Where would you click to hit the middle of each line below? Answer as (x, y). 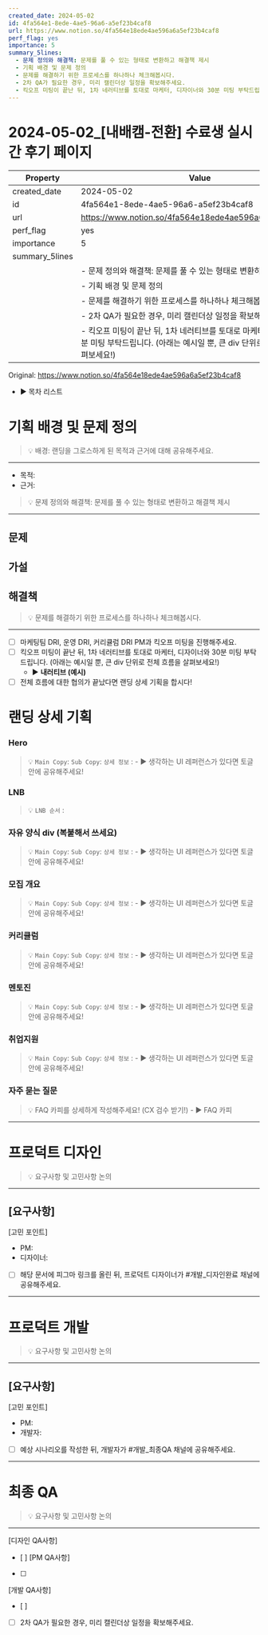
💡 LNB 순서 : (46, 810)
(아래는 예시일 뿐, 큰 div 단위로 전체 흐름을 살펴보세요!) (135, 662)
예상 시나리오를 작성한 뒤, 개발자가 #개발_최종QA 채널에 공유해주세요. (128, 1449)
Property (43, 178)
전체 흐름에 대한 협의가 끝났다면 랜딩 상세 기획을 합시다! (106, 682)
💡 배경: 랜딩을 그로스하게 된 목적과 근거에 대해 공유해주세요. (120, 451)
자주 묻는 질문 (33, 1091)
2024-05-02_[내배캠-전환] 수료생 (116, 132)
